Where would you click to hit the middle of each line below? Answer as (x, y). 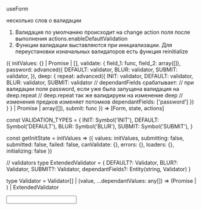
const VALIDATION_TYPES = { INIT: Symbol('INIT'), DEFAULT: (83, 120)
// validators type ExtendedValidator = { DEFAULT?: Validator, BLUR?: (92, 162)
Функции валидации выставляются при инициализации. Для (94, 45)
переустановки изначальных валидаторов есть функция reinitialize (101, 51)
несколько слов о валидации (44, 20)
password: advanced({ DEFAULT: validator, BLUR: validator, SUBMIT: (92, 70)
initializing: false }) (29, 151)
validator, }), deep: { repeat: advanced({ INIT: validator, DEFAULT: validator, (100, 76)
